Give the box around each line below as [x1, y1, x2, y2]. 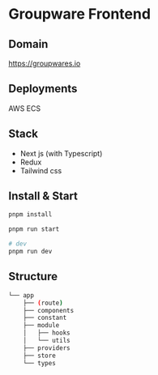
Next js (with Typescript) [19, 148, 103, 158]
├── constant [23, 313, 67, 322]
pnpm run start [8, 225, 60, 233]
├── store [23, 352, 57, 360]
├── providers [23, 343, 70, 352]
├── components [23, 306, 75, 314]
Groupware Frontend [8, 5, 152, 23]
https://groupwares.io [8, 58, 81, 68]
